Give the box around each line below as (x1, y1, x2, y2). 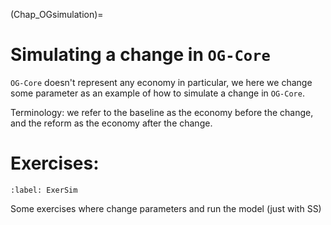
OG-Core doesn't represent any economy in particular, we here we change (10, 76, 313, 88)
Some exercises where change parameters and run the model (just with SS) (10, 202, 322, 214)
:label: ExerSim (10, 185, 78, 195)
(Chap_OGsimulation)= (10, 9, 104, 20)
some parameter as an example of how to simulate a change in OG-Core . (10, 87, 305, 99)
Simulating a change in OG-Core (10, 44, 271, 66)
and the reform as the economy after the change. (10, 117, 213, 129)
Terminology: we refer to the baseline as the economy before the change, (10, 106, 314, 118)
